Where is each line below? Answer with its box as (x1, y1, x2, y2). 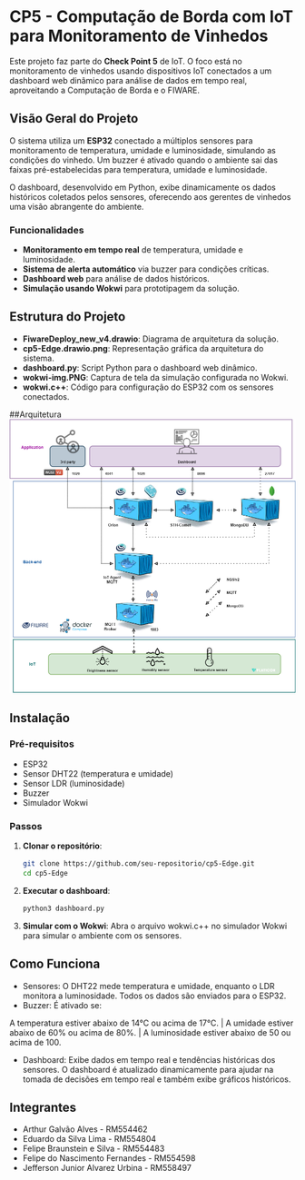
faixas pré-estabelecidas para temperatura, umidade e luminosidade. (9, 164, 268, 174)
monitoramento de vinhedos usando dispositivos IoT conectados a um (9, 65, 272, 76)
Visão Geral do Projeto (9, 111, 139, 126)
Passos (9, 819, 43, 832)
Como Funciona (9, 957, 101, 972)
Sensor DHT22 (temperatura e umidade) (22, 768, 174, 778)
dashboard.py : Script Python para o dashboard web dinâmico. (22, 362, 258, 373)
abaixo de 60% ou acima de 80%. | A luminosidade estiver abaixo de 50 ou (9, 1026, 291, 1037)
